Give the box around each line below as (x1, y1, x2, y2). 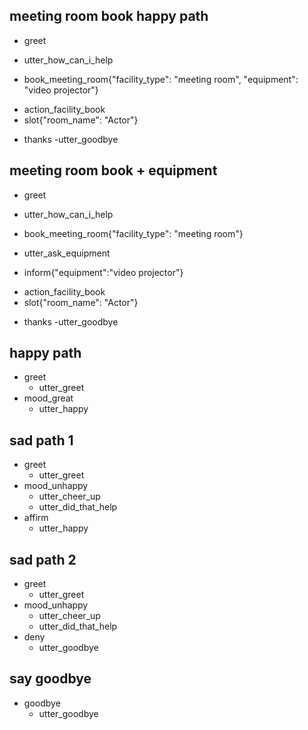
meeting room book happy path (9, 8, 209, 25)
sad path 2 (9, 551, 77, 568)
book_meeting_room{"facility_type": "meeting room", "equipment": (23, 73, 299, 85)
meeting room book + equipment (9, 162, 218, 179)
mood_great (23, 392, 74, 404)
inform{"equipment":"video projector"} (23, 266, 184, 278)
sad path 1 (9, 432, 74, 449)
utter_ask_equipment (23, 247, 111, 259)
